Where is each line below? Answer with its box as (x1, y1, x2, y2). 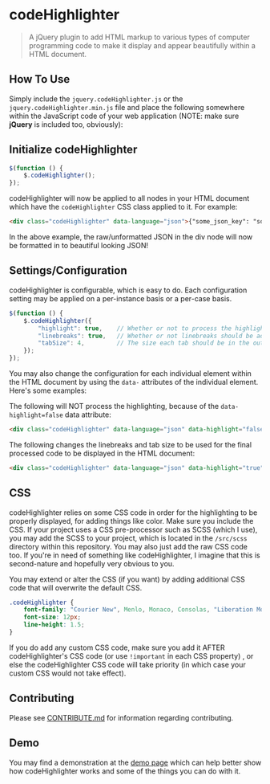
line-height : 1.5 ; (23, 621, 85, 629)
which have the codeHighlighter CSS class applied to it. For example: (9, 202, 238, 212)
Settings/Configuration (9, 263, 127, 278)
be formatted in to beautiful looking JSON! (9, 241, 149, 251)
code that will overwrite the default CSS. (9, 582, 143, 592)
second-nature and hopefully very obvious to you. (9, 558, 175, 568)
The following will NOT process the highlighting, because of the (9, 402, 220, 410)
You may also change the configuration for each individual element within (9, 369, 252, 378)
